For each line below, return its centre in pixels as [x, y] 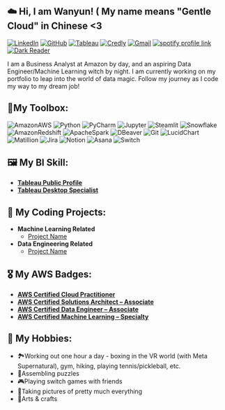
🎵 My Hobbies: [40, 338]
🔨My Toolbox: [38, 108]
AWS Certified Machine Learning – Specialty [83, 317]
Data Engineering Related [55, 244]
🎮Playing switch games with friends [70, 381]
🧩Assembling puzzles [48, 373]
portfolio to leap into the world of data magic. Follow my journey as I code [113, 78]
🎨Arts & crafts [37, 398]
